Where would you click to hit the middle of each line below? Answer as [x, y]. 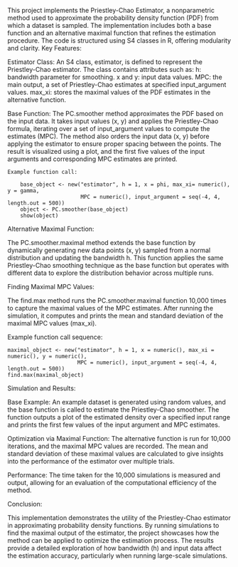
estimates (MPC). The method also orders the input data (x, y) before [108, 136]
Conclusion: [25, 504]
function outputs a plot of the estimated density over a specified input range [119, 417]
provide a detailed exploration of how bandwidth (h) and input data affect [114, 548]
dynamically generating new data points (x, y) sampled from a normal [109, 250]
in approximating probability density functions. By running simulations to [113, 525]
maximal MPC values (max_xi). [52, 323]
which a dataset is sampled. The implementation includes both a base [109, 25]
